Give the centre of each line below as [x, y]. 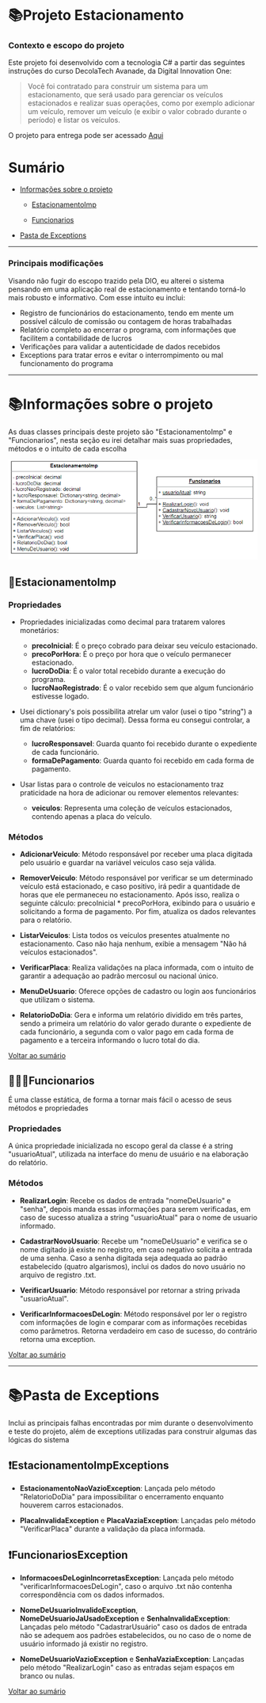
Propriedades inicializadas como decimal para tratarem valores [122, 622]
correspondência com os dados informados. [92, 1595]
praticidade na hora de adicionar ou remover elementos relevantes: [129, 792]
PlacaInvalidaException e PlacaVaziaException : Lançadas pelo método [137, 1521]
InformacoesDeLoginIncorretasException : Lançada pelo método [127, 1578]
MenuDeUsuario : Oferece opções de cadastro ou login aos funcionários [138, 992]
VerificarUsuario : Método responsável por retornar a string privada [130, 1290]
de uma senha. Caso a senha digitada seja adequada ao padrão [123, 1258]
